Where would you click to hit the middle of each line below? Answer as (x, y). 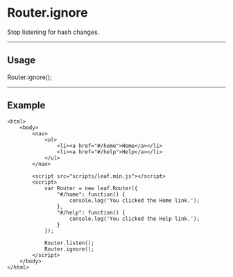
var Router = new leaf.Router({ (91, 188)
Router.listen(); (69, 243)
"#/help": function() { (91, 212)
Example (26, 106)
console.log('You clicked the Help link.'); (134, 219)
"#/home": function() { (91, 194)
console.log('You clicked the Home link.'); (134, 200)
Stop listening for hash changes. (53, 32)
